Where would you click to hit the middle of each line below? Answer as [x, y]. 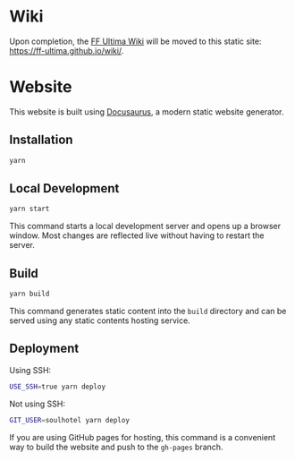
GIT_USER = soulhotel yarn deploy [69, 420]
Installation [41, 140]
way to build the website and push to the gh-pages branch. [116, 447]
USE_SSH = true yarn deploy [57, 387]
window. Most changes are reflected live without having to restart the [137, 235]
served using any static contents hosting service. [100, 320]
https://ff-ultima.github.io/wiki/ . [67, 50]
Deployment [44, 349]
